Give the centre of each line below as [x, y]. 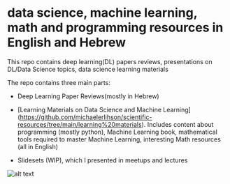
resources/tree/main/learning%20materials [79, 124]
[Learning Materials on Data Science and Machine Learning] [104, 109]
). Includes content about [178, 124]
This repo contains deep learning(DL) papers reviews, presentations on [110, 61]
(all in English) [37, 146]
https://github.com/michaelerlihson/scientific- [86, 117]
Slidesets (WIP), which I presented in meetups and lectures [102, 160]
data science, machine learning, [102, 13]
